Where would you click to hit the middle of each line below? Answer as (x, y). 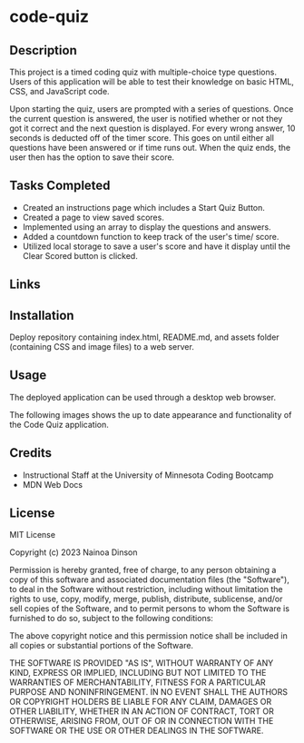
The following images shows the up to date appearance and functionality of (151, 414)
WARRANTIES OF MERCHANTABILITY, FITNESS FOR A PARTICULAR (137, 682)
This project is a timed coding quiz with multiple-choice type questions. (143, 72)
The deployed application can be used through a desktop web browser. (143, 397)
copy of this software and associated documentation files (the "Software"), (150, 580)
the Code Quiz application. (59, 424)
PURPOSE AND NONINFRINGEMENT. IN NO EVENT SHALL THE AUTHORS (149, 692)
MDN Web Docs (53, 484)
